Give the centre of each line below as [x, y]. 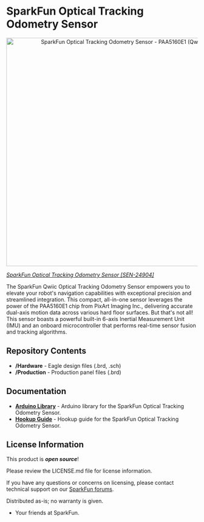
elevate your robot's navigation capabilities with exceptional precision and [99, 293]
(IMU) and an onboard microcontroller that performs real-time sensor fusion [101, 325]
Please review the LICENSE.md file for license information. [79, 471]
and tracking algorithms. [37, 332]
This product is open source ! [42, 459]
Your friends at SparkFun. [47, 513]
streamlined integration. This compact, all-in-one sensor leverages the [94, 299]
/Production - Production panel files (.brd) [68, 372]
